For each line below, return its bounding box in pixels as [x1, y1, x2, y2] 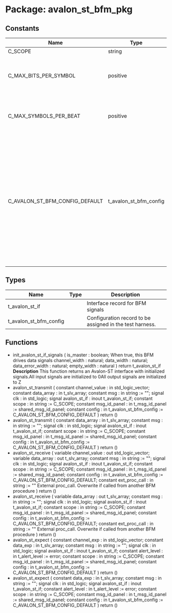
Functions [5, 338, 38, 347]
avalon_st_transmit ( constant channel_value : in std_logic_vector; [12, 384, 150, 390]
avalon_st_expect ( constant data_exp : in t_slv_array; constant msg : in [12, 575, 162, 581]
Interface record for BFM [87, 300, 146, 307]
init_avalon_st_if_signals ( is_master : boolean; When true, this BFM [12, 352, 154, 358]
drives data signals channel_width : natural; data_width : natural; [12, 357, 148, 363]
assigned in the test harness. [87, 321, 156, 328]
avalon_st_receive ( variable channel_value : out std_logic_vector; [12, 450, 150, 456]
